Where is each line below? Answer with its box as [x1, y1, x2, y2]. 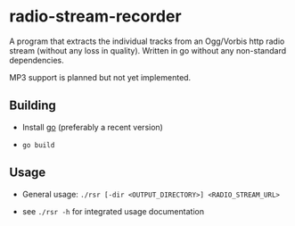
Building [9, 98, 56, 113]
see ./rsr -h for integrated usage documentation [21, 205, 205, 216]
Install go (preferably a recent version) [21, 121, 163, 132]
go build [21, 140, 55, 149]
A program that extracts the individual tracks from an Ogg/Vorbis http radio [9, 36, 285, 46]
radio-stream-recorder [9, 6, 182, 27]
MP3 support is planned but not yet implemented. [9, 71, 192, 82]
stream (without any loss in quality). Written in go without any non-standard [9, 45, 287, 55]
